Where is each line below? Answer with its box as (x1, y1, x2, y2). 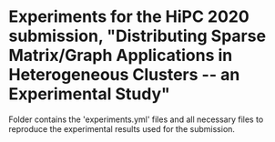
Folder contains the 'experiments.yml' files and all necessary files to (8, 114, 264, 125)
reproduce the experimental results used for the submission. (8, 123, 236, 134)
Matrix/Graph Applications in (8, 46, 233, 66)
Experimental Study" (8, 84, 170, 105)
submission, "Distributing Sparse (8, 25, 266, 46)
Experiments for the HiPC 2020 (8, 6, 250, 27)
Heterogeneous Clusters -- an (8, 65, 240, 86)
